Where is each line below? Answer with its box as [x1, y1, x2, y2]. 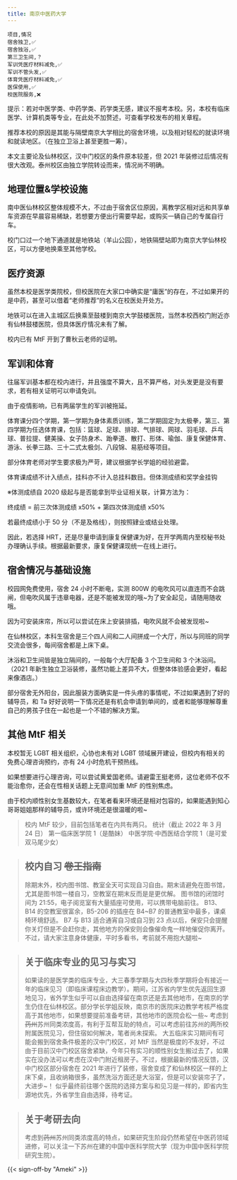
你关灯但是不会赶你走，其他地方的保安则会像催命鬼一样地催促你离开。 [24, 925, 229, 933]
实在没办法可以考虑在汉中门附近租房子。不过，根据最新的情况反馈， [24, 1055, 223, 1064]
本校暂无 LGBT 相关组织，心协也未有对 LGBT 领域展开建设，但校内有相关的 [7, 748, 225, 757]
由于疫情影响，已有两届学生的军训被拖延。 [7, 401, 131, 410]
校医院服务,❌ [7, 91, 41, 98]
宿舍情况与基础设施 [7, 564, 91, 576]
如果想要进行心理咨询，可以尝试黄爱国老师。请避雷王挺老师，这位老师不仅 [7, 772, 224, 781]
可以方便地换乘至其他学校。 [19, 245, 100, 253]
